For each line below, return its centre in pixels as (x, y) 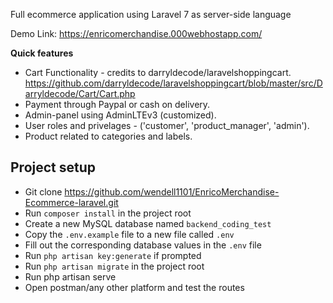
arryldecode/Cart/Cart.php (80, 93)
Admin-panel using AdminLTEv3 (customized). (120, 115)
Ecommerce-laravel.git (71, 202)
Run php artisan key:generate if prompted (113, 255)
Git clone (43, 191)
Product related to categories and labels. (108, 136)
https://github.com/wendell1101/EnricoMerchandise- (172, 191)
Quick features (42, 53)
